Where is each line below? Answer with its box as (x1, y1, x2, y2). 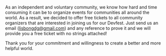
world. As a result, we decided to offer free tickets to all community (5, 15, 143, 20)
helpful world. (5, 46, 34, 51)
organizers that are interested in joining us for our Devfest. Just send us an (5, 20, 159, 26)
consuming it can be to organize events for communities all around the (5, 9, 150, 15)
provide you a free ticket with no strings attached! (5, 31, 107, 36)
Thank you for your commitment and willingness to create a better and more (5, 40, 161, 46)
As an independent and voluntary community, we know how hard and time (5, 4, 158, 10)
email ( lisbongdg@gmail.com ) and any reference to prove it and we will (5, 25, 151, 31)
